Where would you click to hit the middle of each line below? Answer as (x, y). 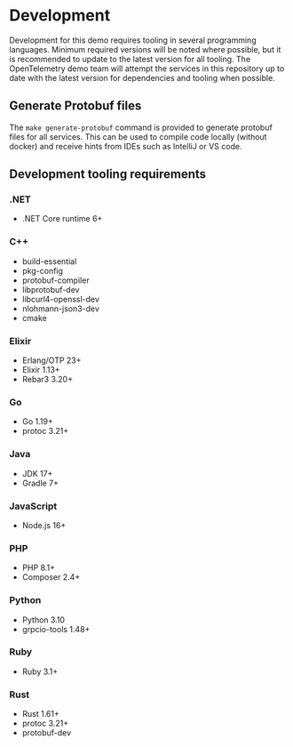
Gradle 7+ (40, 483)
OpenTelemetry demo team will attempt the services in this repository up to (147, 68)
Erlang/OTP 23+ (51, 360)
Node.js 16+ (44, 525)
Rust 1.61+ (41, 714)
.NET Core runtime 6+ (62, 219)
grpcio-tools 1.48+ (56, 629)
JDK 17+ (37, 473)
